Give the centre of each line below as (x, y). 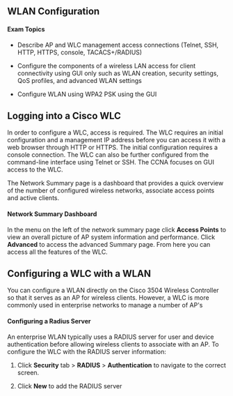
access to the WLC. (35, 169)
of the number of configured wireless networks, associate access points (111, 190)
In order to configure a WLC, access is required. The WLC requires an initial (115, 132)
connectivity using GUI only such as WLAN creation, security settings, (118, 73)
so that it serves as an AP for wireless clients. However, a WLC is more (109, 298)
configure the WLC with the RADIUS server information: (87, 351)
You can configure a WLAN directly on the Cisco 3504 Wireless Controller (113, 290)
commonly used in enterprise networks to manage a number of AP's (105, 305)
